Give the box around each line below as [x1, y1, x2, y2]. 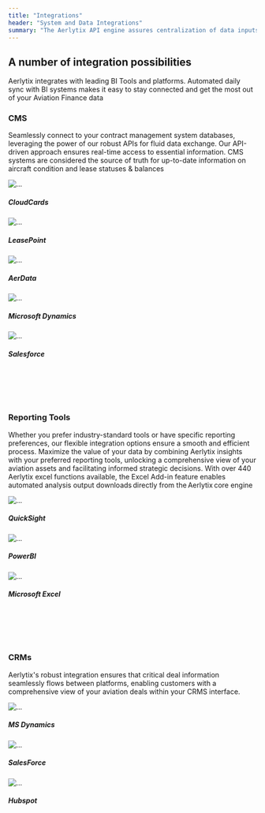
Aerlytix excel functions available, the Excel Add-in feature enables [8, 472, 226, 481]
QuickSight [8, 513, 46, 523]
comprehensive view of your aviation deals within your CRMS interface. [8, 687, 241, 696]
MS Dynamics [8, 720, 55, 729]
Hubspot [8, 796, 38, 805]
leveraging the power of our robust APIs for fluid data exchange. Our [8, 139, 231, 148]
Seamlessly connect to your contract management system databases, [8, 131, 235, 140]
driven [8, 147, 29, 157]
